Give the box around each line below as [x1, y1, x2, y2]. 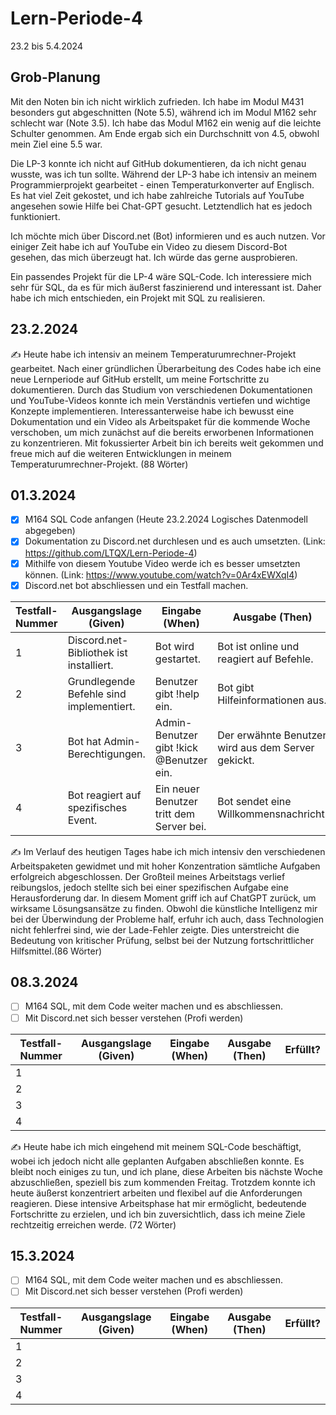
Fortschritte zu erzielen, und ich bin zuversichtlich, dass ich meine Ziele [10, 1208, 306, 1220]
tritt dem [154, 807, 196, 821]
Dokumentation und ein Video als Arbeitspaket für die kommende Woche [10, 415, 311, 427]
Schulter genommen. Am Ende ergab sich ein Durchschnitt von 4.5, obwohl [10, 127, 320, 139]
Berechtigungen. [67, 747, 146, 761]
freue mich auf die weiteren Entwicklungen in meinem [10, 447, 232, 459]
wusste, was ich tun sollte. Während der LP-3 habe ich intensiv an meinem [10, 168, 318, 180]
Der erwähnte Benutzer [217, 728, 327, 742]
